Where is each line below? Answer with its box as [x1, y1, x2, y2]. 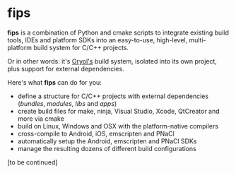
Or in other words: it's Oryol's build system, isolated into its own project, [7, 56, 218, 65]
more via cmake [17, 114, 65, 123]
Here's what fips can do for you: [7, 78, 102, 86]
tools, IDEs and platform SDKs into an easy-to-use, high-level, [7, 35, 188, 44]
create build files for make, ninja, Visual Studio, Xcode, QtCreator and [17, 107, 220, 115]
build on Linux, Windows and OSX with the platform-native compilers [17, 121, 219, 130]
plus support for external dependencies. [7, 64, 125, 73]
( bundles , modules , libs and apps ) [17, 99, 117, 107]
